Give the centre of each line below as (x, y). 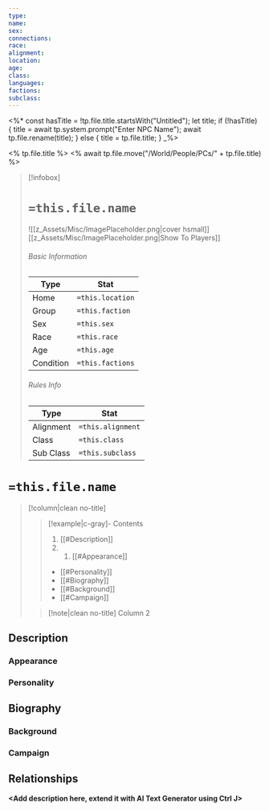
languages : (26, 83)
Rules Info (45, 385)
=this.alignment (109, 426)
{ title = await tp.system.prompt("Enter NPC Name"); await (105, 129)
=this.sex (96, 324)
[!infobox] (44, 178)
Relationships (43, 779)
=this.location (106, 298)
